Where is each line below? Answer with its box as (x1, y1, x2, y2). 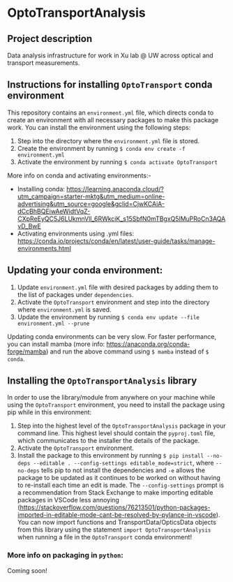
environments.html (17, 244, 72, 252)
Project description (7, 33, 93, 45)
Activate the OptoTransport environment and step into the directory (17, 298, 210, 306)
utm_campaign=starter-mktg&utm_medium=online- (17, 192, 165, 201)
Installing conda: (17, 184, 65, 193)
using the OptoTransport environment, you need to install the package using (7, 400, 225, 409)
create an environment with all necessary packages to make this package (7, 115, 218, 124)
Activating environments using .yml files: (17, 229, 135, 238)
